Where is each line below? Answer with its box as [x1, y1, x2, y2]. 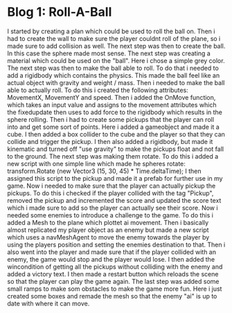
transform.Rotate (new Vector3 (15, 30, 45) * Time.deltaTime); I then [7, 167, 202, 175]
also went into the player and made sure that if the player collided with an [7, 247, 217, 256]
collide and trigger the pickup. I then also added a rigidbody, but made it [7, 137, 213, 145]
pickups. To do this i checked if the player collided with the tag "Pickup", [7, 188, 214, 197]
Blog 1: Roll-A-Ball [7, 4, 112, 20]
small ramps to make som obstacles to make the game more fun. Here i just [7, 285, 222, 293]
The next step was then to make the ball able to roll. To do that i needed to [7, 64, 220, 72]
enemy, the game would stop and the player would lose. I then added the [7, 255, 215, 263]
